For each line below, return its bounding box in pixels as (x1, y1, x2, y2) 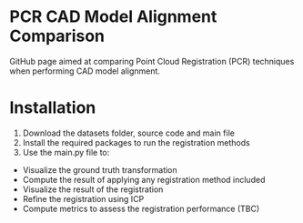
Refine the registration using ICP (22, 193, 145, 204)
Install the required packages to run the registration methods (22, 137, 250, 147)
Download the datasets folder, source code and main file (22, 127, 235, 138)
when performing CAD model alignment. (9, 66, 161, 76)
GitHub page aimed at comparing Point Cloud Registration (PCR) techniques (9, 56, 295, 66)
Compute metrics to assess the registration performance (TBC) (22, 203, 260, 214)
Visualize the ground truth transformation (22, 164, 177, 175)
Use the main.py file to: (22, 147, 110, 157)
